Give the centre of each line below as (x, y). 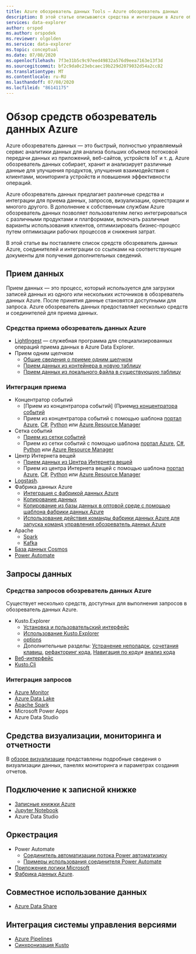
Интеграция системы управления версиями (91, 924)
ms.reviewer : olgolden (34, 39)
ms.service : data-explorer (39, 45)
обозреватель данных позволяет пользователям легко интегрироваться (97, 213)
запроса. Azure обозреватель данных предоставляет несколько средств (97, 306)
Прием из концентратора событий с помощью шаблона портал (102, 418)
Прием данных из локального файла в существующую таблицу (102, 372)
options (32, 639)
